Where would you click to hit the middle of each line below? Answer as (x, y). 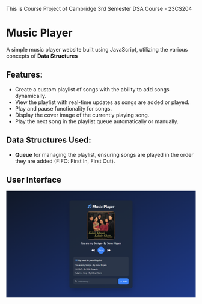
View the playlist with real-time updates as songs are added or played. (102, 102)
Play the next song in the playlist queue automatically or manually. (96, 121)
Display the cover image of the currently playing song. (82, 115)
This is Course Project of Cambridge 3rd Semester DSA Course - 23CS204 (99, 9)
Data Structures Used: (49, 140)
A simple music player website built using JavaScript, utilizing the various (97, 49)
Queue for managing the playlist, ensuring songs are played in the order (104, 154)
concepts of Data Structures (42, 56)
